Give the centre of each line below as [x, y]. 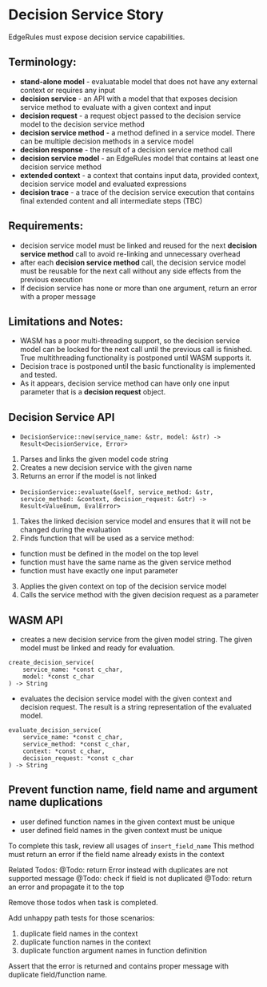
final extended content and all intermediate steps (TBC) [111, 200]
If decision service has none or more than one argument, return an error [138, 288]
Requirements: [46, 226]
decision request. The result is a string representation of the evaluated [135, 707]
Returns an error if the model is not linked [88, 476]
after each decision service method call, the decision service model [133, 262]
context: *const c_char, [64, 751]
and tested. [38, 375]
